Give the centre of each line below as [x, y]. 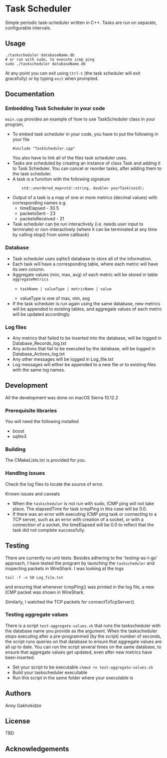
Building [15, 449]
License [18, 721]
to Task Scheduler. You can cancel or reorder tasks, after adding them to [87, 168]
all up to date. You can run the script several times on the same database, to [83, 647]
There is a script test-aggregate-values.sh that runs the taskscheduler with [83, 626]
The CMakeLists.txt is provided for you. [46, 460]
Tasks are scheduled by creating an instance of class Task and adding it [86, 163]
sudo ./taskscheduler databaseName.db [45, 64]
